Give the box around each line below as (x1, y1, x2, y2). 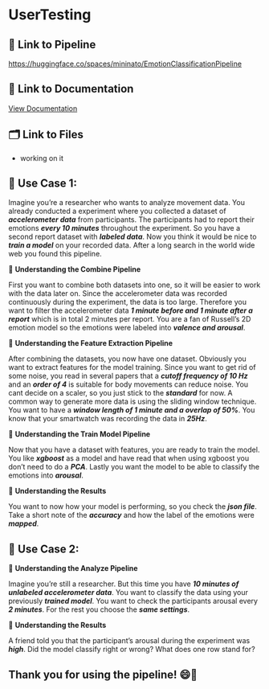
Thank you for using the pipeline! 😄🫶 (8, 667, 198, 681)
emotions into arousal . (8, 470, 84, 480)
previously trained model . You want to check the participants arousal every (8, 597, 259, 606)
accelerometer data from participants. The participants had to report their (8, 215, 255, 224)
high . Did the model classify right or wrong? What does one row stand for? (8, 645, 255, 654)
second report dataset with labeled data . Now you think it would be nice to (8, 232, 257, 242)
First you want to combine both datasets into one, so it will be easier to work (8, 280, 261, 290)
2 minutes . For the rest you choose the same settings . (8, 605, 190, 614)
